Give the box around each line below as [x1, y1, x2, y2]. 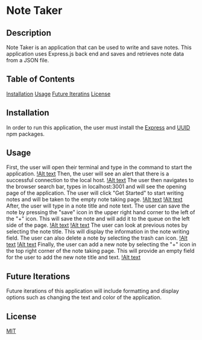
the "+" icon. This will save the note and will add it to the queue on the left [6, 215, 190, 223]
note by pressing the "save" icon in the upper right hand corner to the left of [6, 209, 195, 216]
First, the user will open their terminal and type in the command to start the [6, 164, 192, 171]
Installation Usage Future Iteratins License [6, 90, 111, 97]
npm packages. [6, 130, 45, 137]
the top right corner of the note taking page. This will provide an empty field [6, 247, 195, 255]
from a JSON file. [6, 57, 49, 64]
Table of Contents [6, 74, 75, 85]
